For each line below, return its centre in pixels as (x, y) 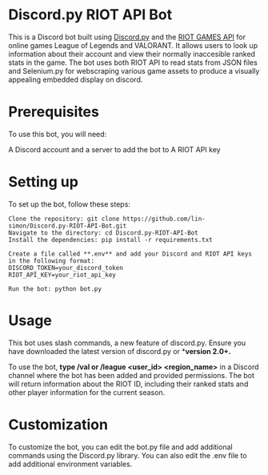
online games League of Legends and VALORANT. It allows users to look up (133, 45)
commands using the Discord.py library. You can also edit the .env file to (128, 455)
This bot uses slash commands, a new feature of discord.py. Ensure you (127, 343)
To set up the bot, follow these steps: (69, 204)
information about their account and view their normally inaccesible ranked (132, 54)
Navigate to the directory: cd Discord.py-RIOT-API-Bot (103, 233)
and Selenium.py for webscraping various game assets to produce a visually (134, 70)
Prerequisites (54, 112)
